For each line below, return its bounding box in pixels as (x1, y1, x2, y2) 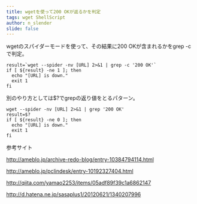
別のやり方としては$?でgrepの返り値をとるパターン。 (6, 94, 139, 102)
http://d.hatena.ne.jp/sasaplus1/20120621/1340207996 (6, 191, 141, 198)
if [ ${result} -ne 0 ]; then (6, 117, 82, 123)
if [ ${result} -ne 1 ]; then (6, 67, 82, 74)
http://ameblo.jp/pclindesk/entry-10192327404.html (6, 167, 134, 175)
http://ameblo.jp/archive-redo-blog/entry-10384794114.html (6, 156, 154, 163)
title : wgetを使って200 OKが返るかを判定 (6, 8, 101, 15)
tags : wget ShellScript (6, 14, 66, 20)
